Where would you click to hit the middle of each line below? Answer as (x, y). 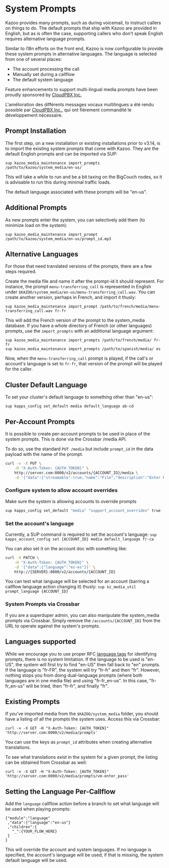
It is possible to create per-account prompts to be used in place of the (78, 434)
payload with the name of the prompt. (44, 454)
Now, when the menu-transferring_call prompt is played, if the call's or (79, 358)
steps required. (21, 272)
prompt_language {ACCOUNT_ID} (37, 592)
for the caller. (19, 369)
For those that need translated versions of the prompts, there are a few (79, 266)
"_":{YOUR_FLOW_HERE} (34, 832)
